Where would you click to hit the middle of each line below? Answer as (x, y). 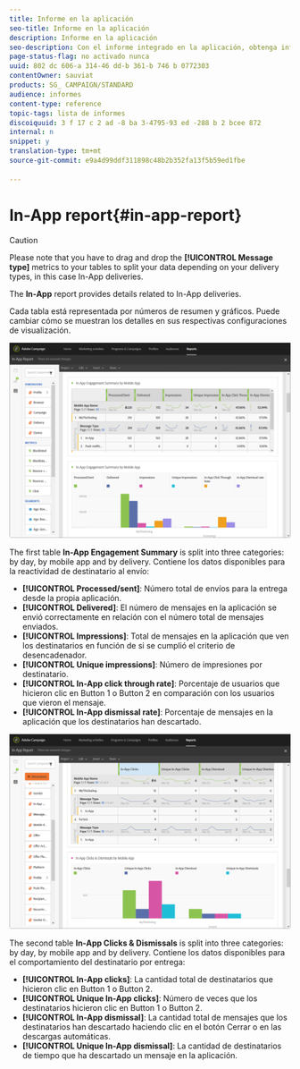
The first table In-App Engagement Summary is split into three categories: (146, 552)
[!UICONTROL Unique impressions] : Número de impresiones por (142, 665)
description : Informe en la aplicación (83, 38)
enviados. (40, 627)
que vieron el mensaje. (64, 703)
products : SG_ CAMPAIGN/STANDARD (71, 85)
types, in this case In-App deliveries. (76, 276)
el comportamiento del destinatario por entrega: (97, 962)
